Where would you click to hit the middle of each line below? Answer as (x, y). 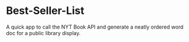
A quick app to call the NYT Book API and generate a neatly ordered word (95, 27)
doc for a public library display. (43, 33)
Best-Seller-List (45, 11)
